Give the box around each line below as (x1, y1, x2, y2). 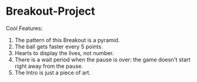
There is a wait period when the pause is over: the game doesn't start (14, 56, 191, 63)
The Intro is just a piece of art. (14, 69, 91, 76)
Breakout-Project (6, 4, 96, 18)
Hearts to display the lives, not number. (14, 49, 114, 56)
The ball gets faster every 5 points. (14, 43, 103, 50)
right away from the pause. (14, 62, 83, 70)
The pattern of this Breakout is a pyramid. (14, 36, 120, 43)
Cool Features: (6, 24, 43, 32)
